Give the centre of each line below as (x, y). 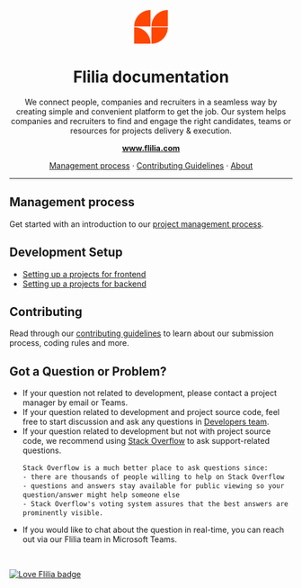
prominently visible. (62, 513)
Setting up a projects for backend (84, 284)
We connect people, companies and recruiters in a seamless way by (151, 102)
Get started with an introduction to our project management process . (137, 224)
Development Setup (66, 253)
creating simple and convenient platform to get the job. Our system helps (151, 111)
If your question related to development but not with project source (147, 431)
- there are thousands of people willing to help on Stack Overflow (153, 477)
